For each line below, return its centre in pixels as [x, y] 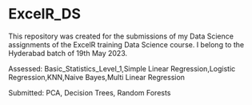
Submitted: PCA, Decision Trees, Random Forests [90, 92]
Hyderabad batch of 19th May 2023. [68, 53]
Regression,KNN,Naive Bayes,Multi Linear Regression [97, 77]
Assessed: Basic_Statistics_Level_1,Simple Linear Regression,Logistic [122, 68]
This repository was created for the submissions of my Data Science [121, 36]
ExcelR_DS [45, 14]
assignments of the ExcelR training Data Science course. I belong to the [126, 44]
